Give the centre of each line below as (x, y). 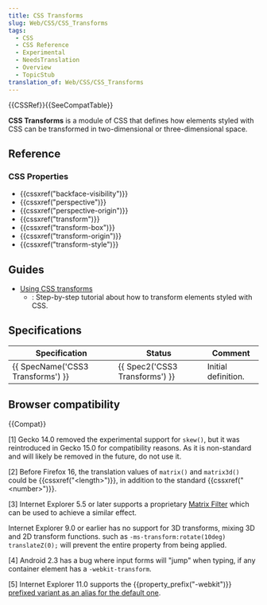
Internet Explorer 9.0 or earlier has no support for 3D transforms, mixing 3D (132, 528)
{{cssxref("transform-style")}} (69, 244)
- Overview (33, 68)
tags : (17, 30)
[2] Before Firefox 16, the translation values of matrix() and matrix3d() (124, 471)
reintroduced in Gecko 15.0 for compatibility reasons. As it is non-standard (130, 447)
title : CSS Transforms (46, 16)
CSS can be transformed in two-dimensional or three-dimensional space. (128, 129)
